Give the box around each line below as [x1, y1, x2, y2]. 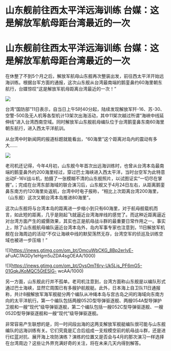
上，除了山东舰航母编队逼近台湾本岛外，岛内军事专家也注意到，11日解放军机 [5, 224, 165, 230]
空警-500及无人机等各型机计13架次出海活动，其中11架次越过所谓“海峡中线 [5, 112, 160, 119]
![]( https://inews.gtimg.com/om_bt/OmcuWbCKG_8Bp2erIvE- [5, 247, 134, 253]
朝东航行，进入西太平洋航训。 [5, 125, 68, 131]
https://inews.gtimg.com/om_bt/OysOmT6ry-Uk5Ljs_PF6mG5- [11, 262, 142, 269]
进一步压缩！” [18, 237, 48, 243]
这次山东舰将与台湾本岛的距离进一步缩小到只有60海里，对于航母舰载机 [5, 206, 154, 212]
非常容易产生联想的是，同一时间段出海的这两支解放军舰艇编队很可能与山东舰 [5, 321, 166, 327]
